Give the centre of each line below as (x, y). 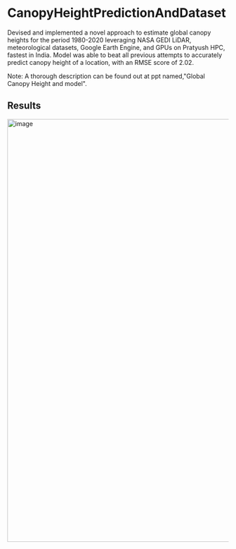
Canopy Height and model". (47, 83)
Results (24, 106)
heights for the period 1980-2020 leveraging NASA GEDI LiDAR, (99, 39)
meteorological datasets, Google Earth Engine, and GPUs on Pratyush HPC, (116, 47)
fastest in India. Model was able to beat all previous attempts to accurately (115, 55)
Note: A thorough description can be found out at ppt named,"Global (106, 76)
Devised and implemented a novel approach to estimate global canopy (109, 32)
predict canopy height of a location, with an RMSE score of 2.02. (101, 62)
